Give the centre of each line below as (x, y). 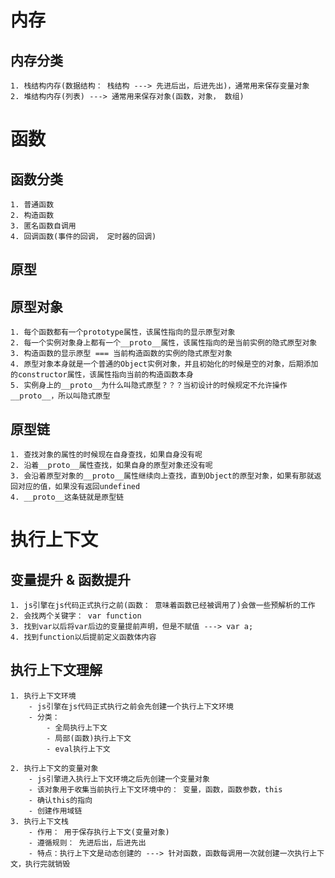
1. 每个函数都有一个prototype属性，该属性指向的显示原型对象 (123, 332)
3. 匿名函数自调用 (43, 226)
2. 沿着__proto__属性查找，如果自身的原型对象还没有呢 (111, 466)
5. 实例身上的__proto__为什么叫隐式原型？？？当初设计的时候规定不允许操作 (149, 386)
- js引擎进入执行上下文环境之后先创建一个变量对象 (119, 779)
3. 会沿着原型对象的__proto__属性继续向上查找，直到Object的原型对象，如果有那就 (162, 476)
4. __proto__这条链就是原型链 (67, 497)
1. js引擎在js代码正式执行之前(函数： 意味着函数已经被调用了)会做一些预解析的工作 (163, 606)
